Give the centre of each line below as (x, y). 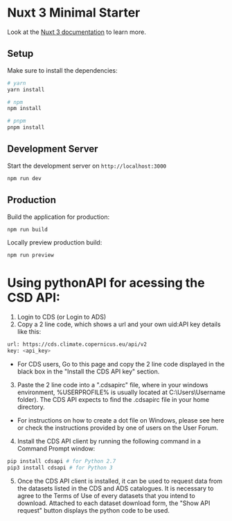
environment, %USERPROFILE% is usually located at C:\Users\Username (121, 392)
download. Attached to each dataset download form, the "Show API (114, 503)
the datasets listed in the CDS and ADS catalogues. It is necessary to (115, 488)
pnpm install (26, 127)
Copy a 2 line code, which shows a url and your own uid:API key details (119, 324)
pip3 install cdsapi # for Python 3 (60, 468)
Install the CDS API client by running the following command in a (109, 441)
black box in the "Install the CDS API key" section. (88, 371)
